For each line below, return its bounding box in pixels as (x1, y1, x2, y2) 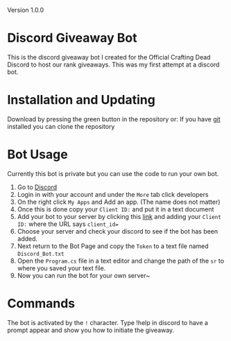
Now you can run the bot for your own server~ (17, 271, 151, 279)
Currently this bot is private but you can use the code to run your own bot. (7, 169, 219, 177)
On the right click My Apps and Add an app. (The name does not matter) (17, 198, 221, 206)
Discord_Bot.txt (17, 250, 65, 257)
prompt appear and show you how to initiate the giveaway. (7, 326, 175, 334)
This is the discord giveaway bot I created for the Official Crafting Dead (7, 53, 211, 61)
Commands (7, 296, 76, 311)
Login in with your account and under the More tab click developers (17, 190, 209, 198)
